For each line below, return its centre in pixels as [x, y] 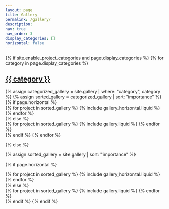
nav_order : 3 [19, 34]
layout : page [19, 10]
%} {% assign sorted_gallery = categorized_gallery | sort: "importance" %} [83, 97]
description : [19, 24]
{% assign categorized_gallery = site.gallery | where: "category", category [83, 91]
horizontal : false [25, 43]
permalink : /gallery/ [28, 19]
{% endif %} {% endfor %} [33, 135]
